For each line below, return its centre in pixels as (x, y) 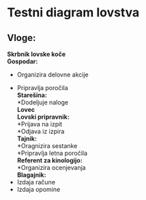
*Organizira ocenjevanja (52, 168)
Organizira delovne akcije (53, 74)
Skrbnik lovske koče (36, 54)
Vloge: (21, 38)
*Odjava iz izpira (41, 131)
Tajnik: (27, 139)
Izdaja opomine (39, 189)
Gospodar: (23, 61)
